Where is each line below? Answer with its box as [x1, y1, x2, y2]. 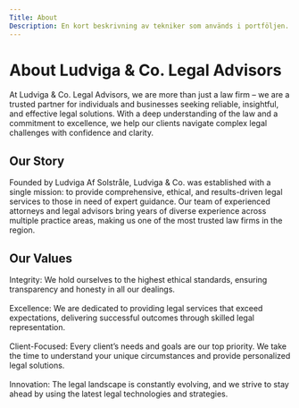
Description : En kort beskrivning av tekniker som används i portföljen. [9, 21, 290, 30]
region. [9, 225, 36, 235]
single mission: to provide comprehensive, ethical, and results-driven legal [9, 187, 283, 198]
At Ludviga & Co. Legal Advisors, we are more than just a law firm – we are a [9, 89, 290, 100]
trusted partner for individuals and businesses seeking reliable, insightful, [9, 99, 279, 110]
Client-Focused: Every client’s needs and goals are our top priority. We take [9, 341, 287, 352]
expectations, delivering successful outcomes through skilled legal [9, 312, 254, 323]
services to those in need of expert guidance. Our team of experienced [9, 196, 270, 207]
